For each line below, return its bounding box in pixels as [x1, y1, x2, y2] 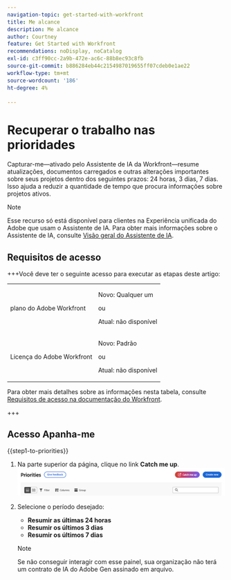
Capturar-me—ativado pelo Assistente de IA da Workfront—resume [7, 160, 199, 169]
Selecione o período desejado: [17, 503, 105, 511]
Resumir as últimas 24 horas [27, 516, 112, 524]
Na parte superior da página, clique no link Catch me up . [17, 460, 180, 468]
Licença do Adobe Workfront [10, 352, 93, 361]
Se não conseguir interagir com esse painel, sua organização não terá [17, 558, 217, 566]
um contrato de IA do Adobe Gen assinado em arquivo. [17, 565, 174, 574]
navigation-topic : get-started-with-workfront [7, 11, 144, 18]
